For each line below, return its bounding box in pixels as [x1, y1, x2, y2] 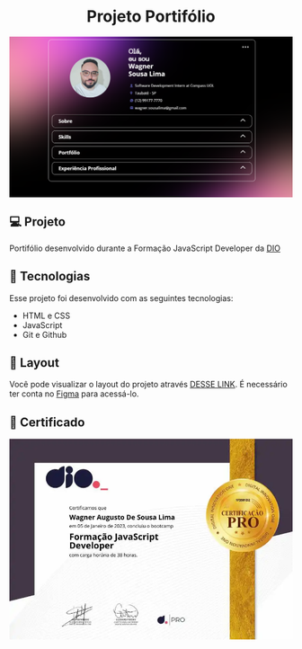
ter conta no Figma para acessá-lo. [9, 388, 139, 399]
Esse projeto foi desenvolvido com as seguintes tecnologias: [9, 292, 234, 303]
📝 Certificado [9, 414, 85, 430]
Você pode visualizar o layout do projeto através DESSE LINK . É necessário [9, 379, 288, 390]
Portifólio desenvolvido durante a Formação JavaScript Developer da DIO [9, 243, 281, 253]
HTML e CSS [22, 310, 71, 321]
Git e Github [22, 329, 67, 340]
